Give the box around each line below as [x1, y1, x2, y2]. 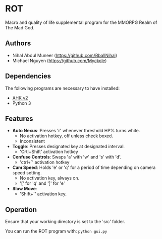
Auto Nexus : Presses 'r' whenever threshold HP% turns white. [12, 128, 140, 134]
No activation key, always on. [19, 175, 80, 181]
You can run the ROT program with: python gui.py [5, 228, 108, 234]
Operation [5, 205, 37, 214]
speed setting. [12, 170, 42, 176]
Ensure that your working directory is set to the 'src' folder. [5, 219, 125, 225]
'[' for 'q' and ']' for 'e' [19, 180, 65, 186]
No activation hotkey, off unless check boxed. [19, 133, 113, 139]
